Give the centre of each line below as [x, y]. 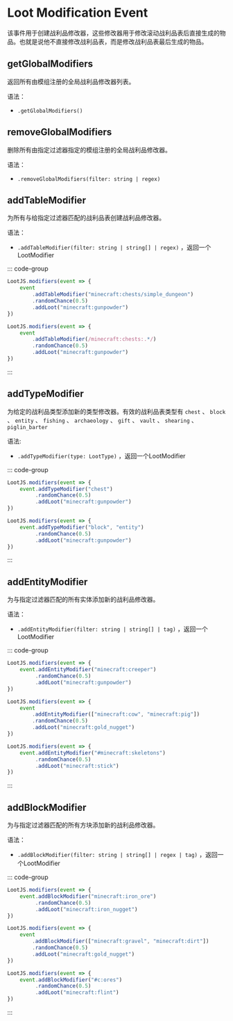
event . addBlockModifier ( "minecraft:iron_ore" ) [88, 896]
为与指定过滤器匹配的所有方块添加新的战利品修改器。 [83, 825]
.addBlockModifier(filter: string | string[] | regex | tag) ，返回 [117, 855]
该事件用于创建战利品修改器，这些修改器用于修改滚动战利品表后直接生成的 [113, 33]
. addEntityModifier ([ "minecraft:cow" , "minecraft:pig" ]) [116, 714]
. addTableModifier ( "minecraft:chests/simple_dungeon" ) [113, 295]
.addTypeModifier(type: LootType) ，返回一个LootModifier [101, 456]
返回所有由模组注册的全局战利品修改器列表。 [71, 81]
